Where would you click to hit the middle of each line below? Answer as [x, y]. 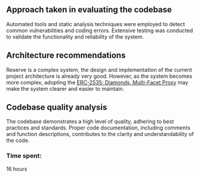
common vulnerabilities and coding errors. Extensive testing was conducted [100, 30]
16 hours [17, 169]
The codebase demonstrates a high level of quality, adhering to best [90, 122]
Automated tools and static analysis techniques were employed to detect [96, 24]
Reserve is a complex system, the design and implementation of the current [99, 69]
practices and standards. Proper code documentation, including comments [99, 128]
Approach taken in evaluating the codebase [89, 10]
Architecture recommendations [66, 56]
